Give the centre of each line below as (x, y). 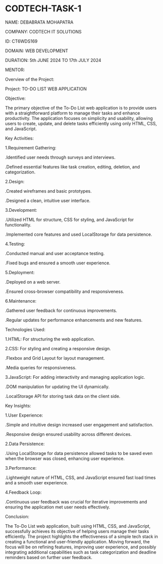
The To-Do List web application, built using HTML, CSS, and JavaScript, (78, 526)
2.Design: (15, 181)
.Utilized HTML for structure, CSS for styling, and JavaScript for (69, 220)
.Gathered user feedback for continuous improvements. (61, 310)
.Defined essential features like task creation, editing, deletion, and (72, 167)
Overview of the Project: (30, 79)
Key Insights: (18, 405)
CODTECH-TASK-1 (43, 9)
